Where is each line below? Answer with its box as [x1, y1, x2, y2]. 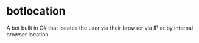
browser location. [6, 30, 51, 38]
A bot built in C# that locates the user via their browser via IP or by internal [6, 24, 194, 31]
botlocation [6, 4, 66, 18]
